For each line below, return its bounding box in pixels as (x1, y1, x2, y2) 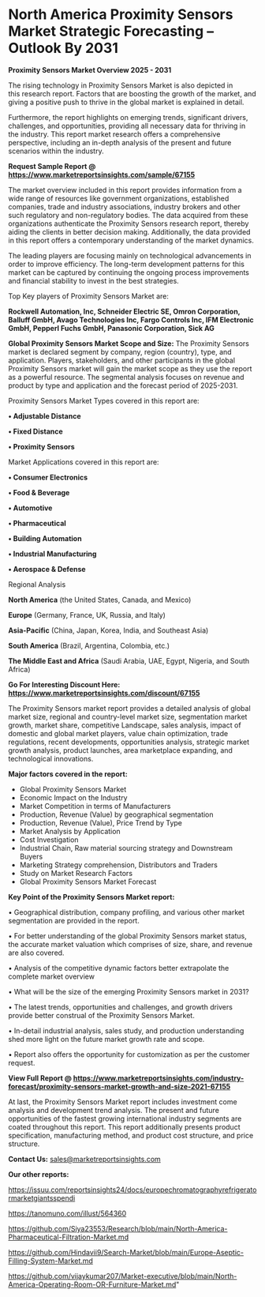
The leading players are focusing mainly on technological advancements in (8, 250, 252, 260)
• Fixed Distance (8, 427, 63, 436)
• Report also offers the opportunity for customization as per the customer (8, 1049, 250, 1059)
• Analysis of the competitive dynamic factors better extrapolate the (8, 963, 230, 972)
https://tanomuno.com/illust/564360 (8, 1209, 127, 1218)
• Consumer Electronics (8, 472, 88, 482)
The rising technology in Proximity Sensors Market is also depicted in (8, 81, 233, 90)
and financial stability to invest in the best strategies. (8, 276, 179, 285)
